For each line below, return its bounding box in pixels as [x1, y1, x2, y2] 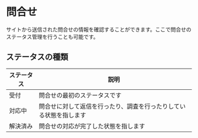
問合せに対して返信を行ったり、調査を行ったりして [38, 102, 180, 110]
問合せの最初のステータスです [38, 91, 122, 99]
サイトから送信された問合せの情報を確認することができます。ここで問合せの [6, 26, 192, 33]
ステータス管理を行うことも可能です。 [6, 33, 99, 40]
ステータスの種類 [6, 52, 68, 62]
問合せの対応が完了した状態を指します [38, 122, 146, 130]
